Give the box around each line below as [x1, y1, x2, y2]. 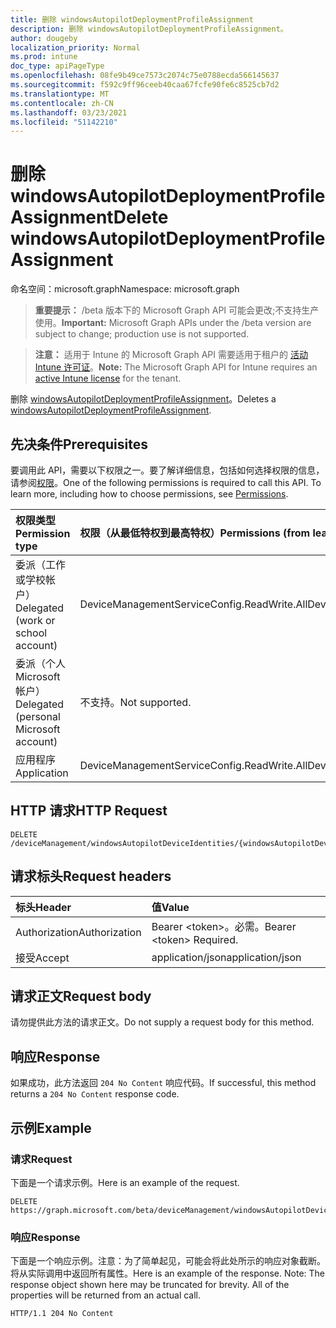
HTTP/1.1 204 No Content [10, 1309, 114, 1319]
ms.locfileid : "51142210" [10, 117, 118, 127]
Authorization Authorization [15, 925, 142, 939]
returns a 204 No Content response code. [10, 1088, 180, 1100]
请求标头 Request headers [10, 868, 172, 885]
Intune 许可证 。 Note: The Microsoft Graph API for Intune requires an [34, 361, 318, 373]
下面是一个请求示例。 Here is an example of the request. [10, 1176, 240, 1188]
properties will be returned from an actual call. [10, 1289, 202, 1301]
